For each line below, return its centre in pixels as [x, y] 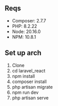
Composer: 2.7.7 [29, 20]
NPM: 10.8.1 [24, 37]
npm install [23, 76]
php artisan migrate [32, 87]
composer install [29, 82]
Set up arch [23, 53]
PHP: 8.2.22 [24, 26]
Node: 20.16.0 [26, 31]
